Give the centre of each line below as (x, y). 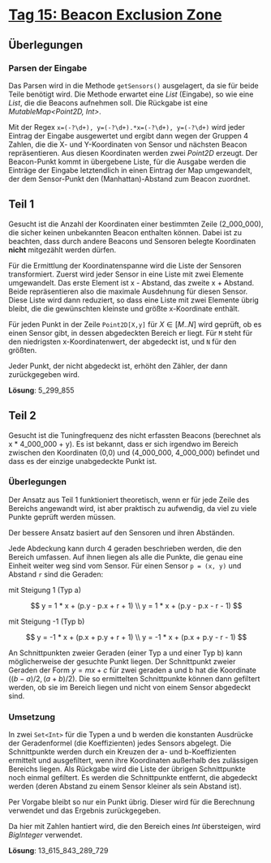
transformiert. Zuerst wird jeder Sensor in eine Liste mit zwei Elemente (126, 274)
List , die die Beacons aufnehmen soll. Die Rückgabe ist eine (108, 102)
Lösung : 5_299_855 (41, 390)
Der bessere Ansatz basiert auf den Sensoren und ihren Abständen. (122, 532)
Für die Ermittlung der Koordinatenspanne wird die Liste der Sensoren (125, 265)
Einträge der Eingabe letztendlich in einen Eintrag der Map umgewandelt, (131, 170)
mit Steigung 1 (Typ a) (45, 590)
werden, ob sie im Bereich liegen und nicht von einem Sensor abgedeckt (130, 687)
